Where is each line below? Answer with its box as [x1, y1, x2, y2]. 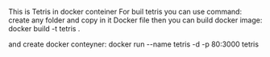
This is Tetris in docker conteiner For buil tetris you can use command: [8, 7, 243, 16]
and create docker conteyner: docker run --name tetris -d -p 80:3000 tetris [8, 39, 260, 49]
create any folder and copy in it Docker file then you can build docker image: [8, 15, 263, 25]
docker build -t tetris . [8, 24, 81, 33]
